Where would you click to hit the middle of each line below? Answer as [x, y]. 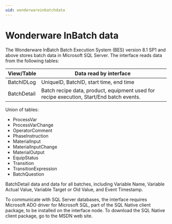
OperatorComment [33, 130]
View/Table [22, 73]
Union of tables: [22, 109]
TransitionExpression [35, 169]
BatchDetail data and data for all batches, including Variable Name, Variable [85, 184]
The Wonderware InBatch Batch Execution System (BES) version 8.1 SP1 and [86, 50]
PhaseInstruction [30, 136]
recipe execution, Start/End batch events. [91, 97]
